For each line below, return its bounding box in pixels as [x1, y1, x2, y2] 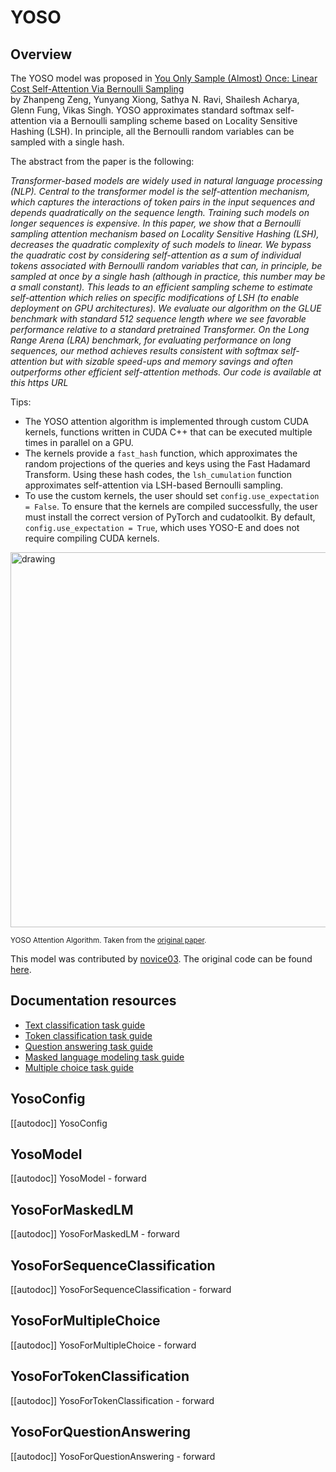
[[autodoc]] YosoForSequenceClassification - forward [10, 1284, 232, 1296]
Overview [10, 46, 73, 63]
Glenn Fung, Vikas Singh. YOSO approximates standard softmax [10, 104, 274, 116]
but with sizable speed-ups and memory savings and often [49, 356, 294, 367]
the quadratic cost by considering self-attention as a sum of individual [10, 249, 302, 261]
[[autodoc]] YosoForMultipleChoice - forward [10, 1339, 197, 1351]
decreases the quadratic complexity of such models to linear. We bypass [10, 239, 312, 250]
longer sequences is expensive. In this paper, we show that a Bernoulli [10, 217, 301, 229]
